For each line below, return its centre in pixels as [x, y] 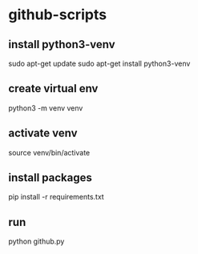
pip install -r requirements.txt [56, 197]
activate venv [43, 133]
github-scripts [57, 15]
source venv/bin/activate [49, 152]
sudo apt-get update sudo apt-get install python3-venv [99, 63]
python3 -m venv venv [46, 108]
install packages [50, 178]
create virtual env [53, 89]
